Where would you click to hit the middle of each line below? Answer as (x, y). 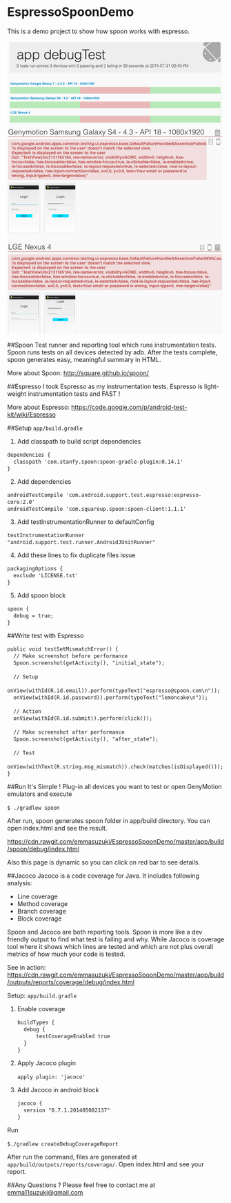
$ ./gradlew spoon (33, 808)
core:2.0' (21, 502)
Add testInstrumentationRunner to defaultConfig (86, 522)
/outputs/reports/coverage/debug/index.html (71, 982)
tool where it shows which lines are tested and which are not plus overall (110, 946)
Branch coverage (42, 911)
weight (17, 394)
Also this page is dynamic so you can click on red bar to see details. (104, 862)
